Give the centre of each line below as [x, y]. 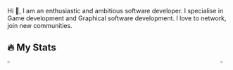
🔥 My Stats [32, 48]
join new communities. [40, 26]
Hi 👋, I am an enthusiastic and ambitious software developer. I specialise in [115, 11]
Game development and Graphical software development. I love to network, [117, 18]
